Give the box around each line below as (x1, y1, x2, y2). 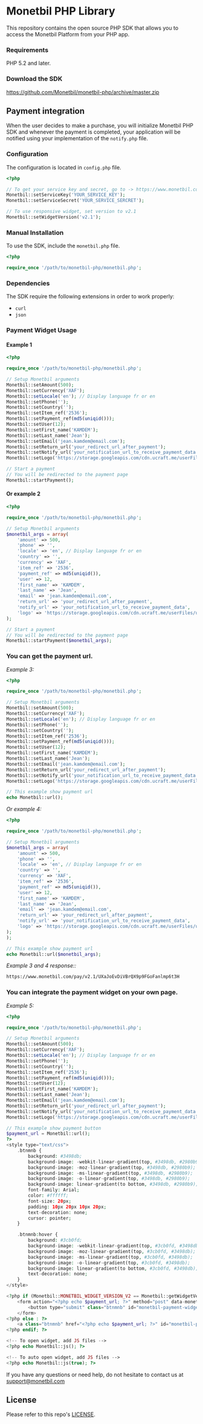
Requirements (6, 45, 49, 54)
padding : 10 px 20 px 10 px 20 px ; (28, 1204, 107, 1210)
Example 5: (6, 1002, 34, 1009)
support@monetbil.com (6, 1377, 65, 1385)
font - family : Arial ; (28, 1187, 80, 1193)
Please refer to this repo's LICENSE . (6, 1411, 95, 1418)
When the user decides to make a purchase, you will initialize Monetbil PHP (6, 122, 194, 129)
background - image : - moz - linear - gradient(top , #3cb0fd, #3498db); (28, 1248, 196, 1255)
